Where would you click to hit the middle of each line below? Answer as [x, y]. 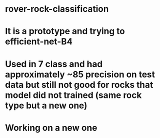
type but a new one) [46, 105]
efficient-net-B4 [39, 42]
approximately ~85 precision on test [80, 74]
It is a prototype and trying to [65, 31]
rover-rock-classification [57, 9]
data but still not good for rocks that [79, 85]
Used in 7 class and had [54, 64]
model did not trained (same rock [73, 95]
